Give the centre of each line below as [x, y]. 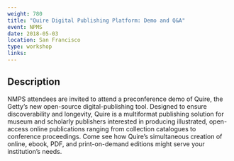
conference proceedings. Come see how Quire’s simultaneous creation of [115, 136]
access [18, 129]
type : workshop [30, 47]
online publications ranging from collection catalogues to [113, 129]
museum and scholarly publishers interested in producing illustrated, [107, 121]
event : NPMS [25, 27]
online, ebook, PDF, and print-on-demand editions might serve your [106, 144]
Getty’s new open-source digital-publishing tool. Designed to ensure [107, 106]
